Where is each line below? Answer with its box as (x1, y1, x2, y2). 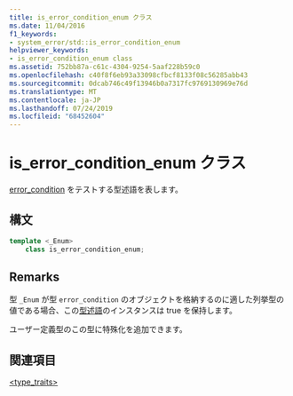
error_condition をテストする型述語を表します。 (9, 184, 184, 195)
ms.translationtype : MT (9, 87, 98, 96)
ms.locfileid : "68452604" (9, 112, 105, 121)
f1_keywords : (9, 29, 58, 38)
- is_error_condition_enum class (9, 54, 133, 63)
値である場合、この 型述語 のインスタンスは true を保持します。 (9, 305, 238, 316)
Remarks (9, 270, 60, 285)
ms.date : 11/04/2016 (9, 21, 86, 30)
